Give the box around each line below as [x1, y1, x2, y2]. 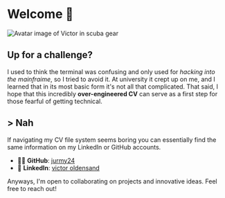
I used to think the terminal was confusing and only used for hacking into [7, 67, 216, 75]
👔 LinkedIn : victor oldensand [17, 163, 100, 172]
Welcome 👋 [7, 6, 74, 22]
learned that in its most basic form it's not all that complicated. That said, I [7, 82, 218, 91]
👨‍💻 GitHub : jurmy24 [17, 156, 75, 165]
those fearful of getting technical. [7, 97, 102, 105]
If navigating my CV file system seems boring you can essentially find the [7, 135, 217, 144]
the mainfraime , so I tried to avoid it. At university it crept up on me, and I [7, 75, 216, 83]
